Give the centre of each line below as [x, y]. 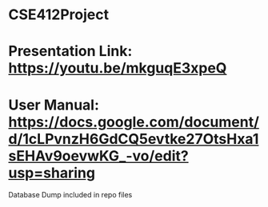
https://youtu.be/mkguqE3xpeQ [118, 68]
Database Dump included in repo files [70, 195]
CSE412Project [59, 15]
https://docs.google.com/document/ [134, 122]
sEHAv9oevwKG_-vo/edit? [99, 155]
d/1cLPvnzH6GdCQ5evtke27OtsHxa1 [134, 139]
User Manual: [54, 105]
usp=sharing [52, 173]
